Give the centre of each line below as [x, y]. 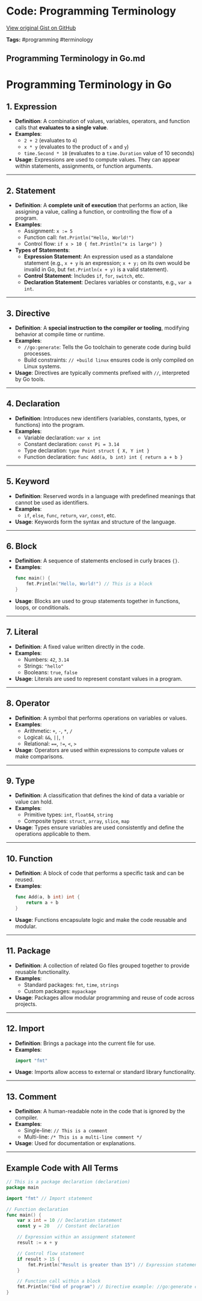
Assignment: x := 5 [48, 231]
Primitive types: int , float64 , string [68, 815]
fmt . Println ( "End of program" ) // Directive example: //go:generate [105, 1287]
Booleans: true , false [51, 672]
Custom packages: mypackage [60, 991]
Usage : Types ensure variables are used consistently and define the [99, 828]
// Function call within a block [59, 1281]
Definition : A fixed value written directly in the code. [80, 647]
